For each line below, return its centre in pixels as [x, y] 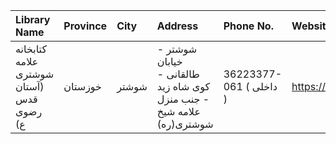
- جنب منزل [183, 99]
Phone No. [248, 26]
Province [85, 26]
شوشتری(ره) [185, 124]
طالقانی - [178, 74]
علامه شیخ [178, 111]
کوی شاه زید [183, 86]
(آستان [30, 86]
